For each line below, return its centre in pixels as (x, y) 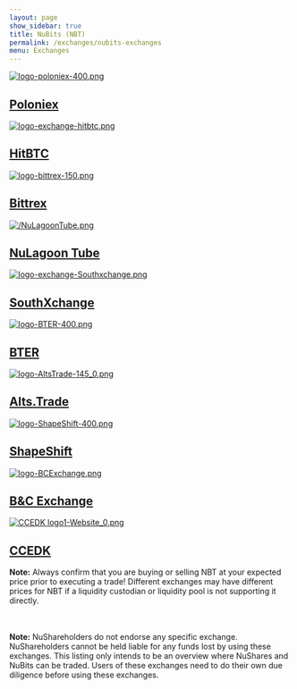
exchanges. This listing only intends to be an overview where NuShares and (149, 656)
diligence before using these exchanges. (84, 675)
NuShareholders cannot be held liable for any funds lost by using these (140, 647)
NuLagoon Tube (55, 252)
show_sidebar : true (46, 26)
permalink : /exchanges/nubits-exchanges (86, 42)
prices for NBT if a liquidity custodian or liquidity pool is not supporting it (143, 592)
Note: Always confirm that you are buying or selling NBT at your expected (145, 572)
